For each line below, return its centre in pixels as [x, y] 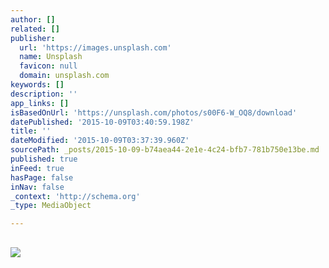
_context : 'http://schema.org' [75, 196]
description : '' [44, 94]
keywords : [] [37, 85]
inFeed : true [37, 168]
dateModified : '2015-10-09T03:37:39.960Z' [100, 141]
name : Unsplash [51, 57]
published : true [44, 159]
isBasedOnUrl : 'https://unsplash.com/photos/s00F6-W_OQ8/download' [154, 112]
